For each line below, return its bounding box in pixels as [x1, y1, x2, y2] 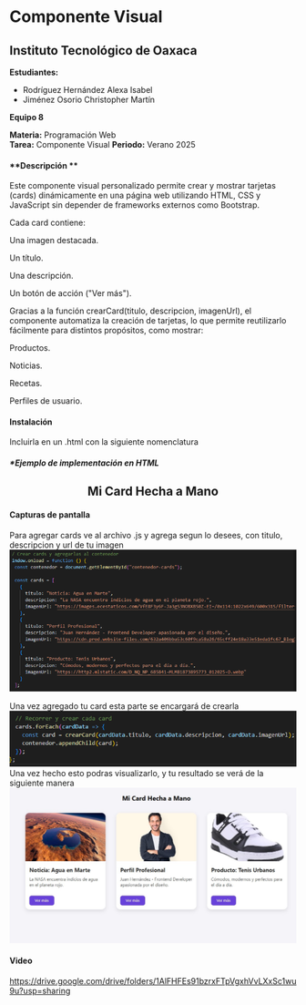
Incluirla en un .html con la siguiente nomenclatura [9, 436, 199, 447]
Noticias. [9, 360, 43, 371]
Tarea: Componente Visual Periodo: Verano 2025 [9, 139, 196, 149]
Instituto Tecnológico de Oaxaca [9, 43, 198, 58]
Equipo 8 [9, 112, 44, 122]
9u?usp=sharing [9, 985, 71, 996]
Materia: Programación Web [9, 129, 117, 140]
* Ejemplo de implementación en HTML [9, 457, 159, 468]
